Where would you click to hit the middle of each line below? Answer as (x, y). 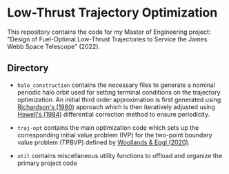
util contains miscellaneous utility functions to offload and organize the (120, 155)
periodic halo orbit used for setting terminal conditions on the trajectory (119, 92)
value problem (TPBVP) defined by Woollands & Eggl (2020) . (103, 142)
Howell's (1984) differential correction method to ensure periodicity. (113, 114)
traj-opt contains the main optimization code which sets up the (108, 127)
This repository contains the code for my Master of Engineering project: (109, 32)
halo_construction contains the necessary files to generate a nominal (116, 85)
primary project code (47, 163)
